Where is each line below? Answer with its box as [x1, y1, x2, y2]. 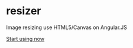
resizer [6, 4, 41, 18]
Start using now [6, 35, 45, 42]
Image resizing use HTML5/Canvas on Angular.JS [6, 24, 127, 31]
